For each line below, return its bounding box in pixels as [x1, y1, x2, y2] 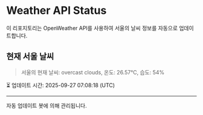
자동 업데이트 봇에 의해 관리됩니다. [6, 102, 87, 109]
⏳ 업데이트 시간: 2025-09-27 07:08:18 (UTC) [6, 81, 115, 88]
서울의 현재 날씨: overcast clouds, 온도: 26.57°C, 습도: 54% [21, 68, 165, 76]
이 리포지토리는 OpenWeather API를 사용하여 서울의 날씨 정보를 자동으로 [6, 24, 178, 31]
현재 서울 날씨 [6, 51, 54, 62]
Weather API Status [6, 4, 107, 18]
